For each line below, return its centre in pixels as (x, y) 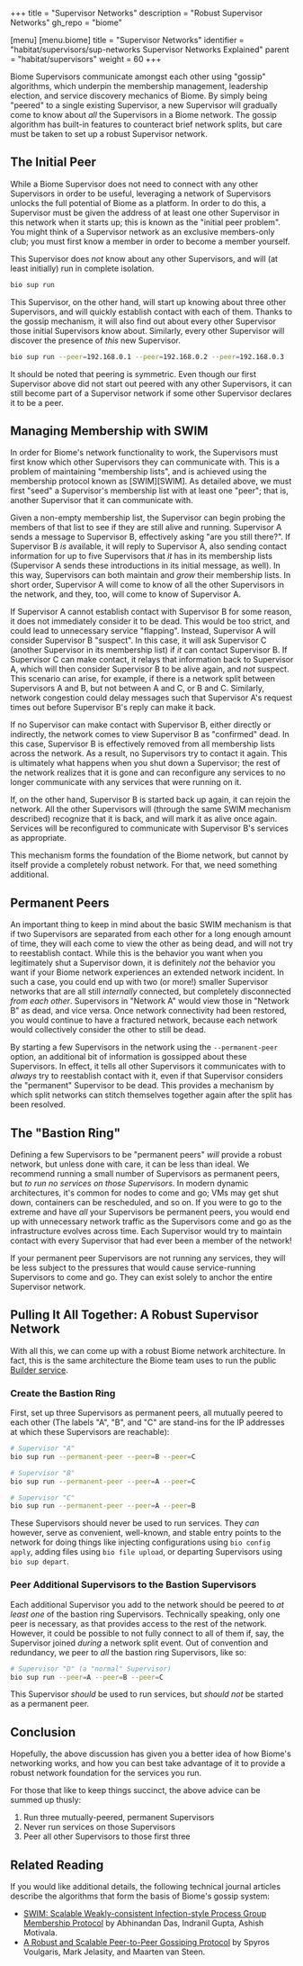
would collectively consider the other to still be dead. (108, 1030)
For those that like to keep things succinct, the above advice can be (135, 1790)
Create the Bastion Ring (63, 1393)
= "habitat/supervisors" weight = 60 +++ (86, 59)
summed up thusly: (46, 1800)
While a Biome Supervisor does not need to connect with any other (134, 184)
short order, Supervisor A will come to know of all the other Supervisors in (147, 585)
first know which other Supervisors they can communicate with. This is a (145, 462)
